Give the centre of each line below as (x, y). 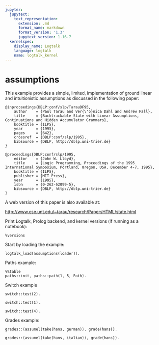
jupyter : (14, 10)
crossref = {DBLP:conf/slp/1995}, (50, 137)
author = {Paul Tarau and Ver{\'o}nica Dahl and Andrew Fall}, (83, 112)
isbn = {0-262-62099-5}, (45, 185)
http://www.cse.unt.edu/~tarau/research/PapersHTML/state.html (71, 212)
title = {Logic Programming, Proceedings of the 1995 (74, 163)
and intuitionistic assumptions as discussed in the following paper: (72, 98)
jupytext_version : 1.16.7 (44, 37)
